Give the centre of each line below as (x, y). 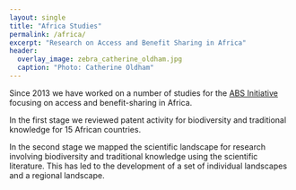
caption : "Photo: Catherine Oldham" (86, 68)
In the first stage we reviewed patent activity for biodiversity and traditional (148, 120)
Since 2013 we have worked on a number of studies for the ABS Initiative (144, 93)
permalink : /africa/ (48, 34)
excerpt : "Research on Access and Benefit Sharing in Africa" (128, 43)
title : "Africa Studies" (56, 26)
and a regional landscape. (57, 175)
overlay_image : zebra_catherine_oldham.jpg (100, 59)
